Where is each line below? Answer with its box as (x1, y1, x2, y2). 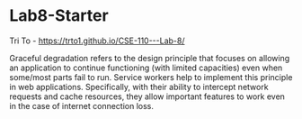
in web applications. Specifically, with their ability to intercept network (9, 81, 269, 92)
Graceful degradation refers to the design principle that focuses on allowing (9, 52, 290, 63)
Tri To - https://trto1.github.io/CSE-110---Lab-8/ (9, 35, 185, 46)
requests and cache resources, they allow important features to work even (9, 91, 286, 102)
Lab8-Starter (9, 5, 110, 26)
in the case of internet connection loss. (9, 100, 155, 111)
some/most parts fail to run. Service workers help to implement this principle (9, 71, 293, 82)
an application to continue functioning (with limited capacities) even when (9, 62, 283, 73)
